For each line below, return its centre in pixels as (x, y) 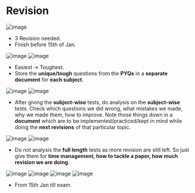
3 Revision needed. (38, 38)
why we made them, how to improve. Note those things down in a (93, 115)
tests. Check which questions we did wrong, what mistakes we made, (98, 108)
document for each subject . (49, 80)
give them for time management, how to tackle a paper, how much (96, 156)
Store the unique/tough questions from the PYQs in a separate (91, 73)
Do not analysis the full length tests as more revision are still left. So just (102, 150)
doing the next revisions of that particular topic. (73, 127)
